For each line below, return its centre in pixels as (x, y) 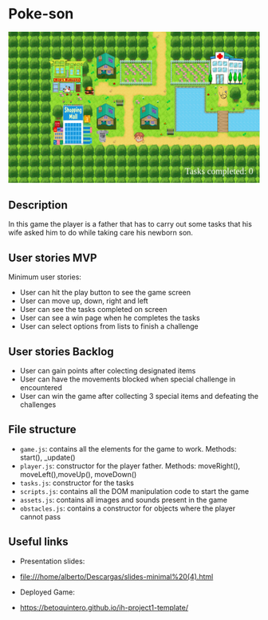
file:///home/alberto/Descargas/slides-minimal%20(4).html (116, 576)
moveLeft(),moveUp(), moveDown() (78, 474)
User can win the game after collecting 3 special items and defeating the (139, 397)
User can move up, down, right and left (84, 301)
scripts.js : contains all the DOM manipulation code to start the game (134, 491)
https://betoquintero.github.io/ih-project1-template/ (104, 607)
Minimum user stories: (45, 277)
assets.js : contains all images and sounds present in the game (123, 500)
